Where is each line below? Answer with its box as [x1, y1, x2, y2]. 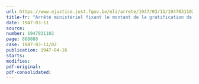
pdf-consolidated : [6, 69, 52, 75]
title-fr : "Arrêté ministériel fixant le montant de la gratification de [6, 14, 192, 20]
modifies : [6, 58, 31, 64]
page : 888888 [6, 36, 38, 42]
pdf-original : [6, 63, 41, 70]
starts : [6, 53, 25, 59]
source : [6, 25, 25, 31]
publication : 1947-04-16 [6, 47, 68, 53]
